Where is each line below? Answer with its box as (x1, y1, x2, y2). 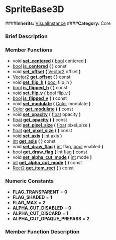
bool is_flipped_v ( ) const (12, 95, 67, 101)
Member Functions (5, 46, 53, 53)
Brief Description (5, 33, 48, 40)
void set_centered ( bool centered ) (12, 58, 87, 64)
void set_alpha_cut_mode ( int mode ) (12, 154, 92, 160)
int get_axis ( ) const (12, 138, 56, 144)
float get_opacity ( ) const (12, 117, 67, 123)
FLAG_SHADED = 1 (12, 194, 52, 200)
